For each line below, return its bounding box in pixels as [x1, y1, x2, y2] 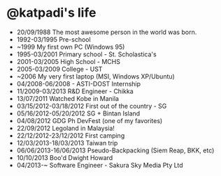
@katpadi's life [6, 5, 97, 21]
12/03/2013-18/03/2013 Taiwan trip [16, 138, 118, 147]
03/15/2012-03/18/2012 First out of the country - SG [16, 102, 167, 110]
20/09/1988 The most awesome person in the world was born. [16, 28, 197, 36]
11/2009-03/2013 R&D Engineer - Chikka [16, 87, 134, 95]
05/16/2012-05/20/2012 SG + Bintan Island [16, 109, 141, 118]
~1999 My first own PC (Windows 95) [16, 42, 125, 51]
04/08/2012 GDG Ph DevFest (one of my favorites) [16, 116, 163, 125]
